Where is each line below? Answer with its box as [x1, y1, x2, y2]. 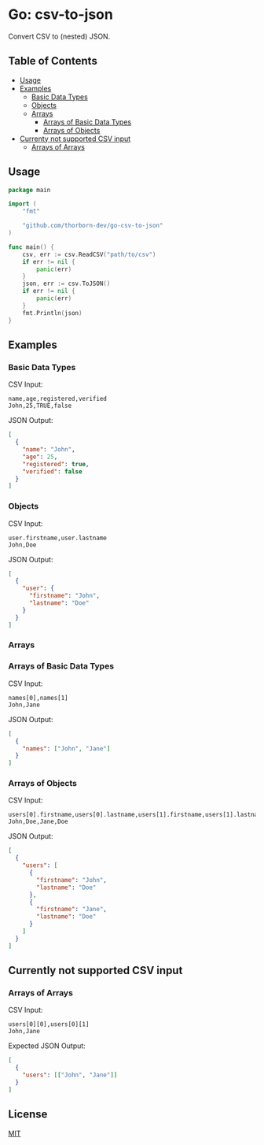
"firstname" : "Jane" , [36, 906, 108, 913]
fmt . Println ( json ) [22, 309, 82, 317]
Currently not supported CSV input [8, 964, 183, 977]
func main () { [8, 243, 55, 251]
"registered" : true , [22, 460, 90, 468]
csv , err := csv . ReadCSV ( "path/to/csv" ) [22, 250, 156, 258]
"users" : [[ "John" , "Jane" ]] [22, 1071, 118, 1080]
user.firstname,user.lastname [8, 534, 108, 542]
